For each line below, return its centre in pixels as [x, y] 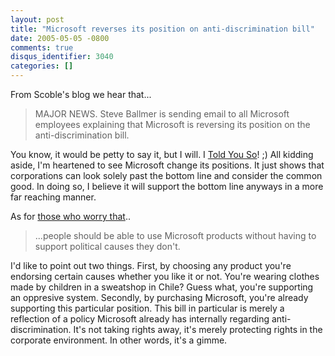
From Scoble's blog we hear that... [81, 94]
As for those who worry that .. [70, 216]
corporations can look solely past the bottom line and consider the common [166, 175]
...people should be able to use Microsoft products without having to [175, 235]
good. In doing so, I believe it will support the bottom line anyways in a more [167, 186]
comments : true [42, 47]
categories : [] [42, 66]
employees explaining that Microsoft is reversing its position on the [172, 124]
